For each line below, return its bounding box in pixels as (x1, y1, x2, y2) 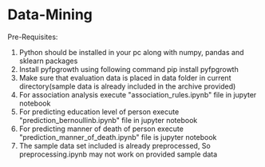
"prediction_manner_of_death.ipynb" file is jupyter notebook (18, 132, 217, 141)
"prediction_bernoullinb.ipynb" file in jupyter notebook (18, 115, 198, 125)
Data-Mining (7, 6, 93, 24)
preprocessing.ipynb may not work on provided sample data (18, 149, 218, 159)
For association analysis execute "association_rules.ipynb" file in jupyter (18, 89, 257, 99)
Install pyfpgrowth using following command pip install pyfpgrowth (18, 64, 239, 74)
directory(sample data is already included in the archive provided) (18, 82, 236, 91)
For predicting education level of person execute (18, 106, 180, 117)
